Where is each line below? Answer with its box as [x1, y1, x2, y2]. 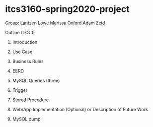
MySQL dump [12, 116, 41, 122]
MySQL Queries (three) [12, 77, 60, 83]
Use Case [12, 49, 33, 55]
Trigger [12, 87, 28, 93]
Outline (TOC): [5, 29, 35, 35]
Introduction [12, 39, 38, 45]
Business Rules [12, 58, 44, 64]
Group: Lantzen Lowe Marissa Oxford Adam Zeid [5, 20, 105, 26]
